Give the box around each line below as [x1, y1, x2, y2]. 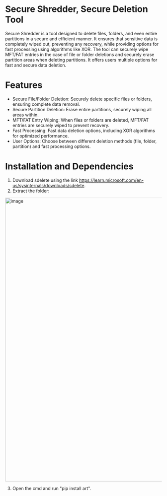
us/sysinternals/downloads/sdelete [12, 182, 84, 188]
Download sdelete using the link [12, 177, 78, 183]
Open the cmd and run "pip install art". [12, 485, 91, 491]
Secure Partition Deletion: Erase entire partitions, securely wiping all [12, 106, 152, 112]
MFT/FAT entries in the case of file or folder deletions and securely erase [5, 51, 155, 58]
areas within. [12, 112, 39, 118]
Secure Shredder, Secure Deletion [5, 3, 148, 15]
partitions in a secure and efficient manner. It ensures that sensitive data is [5, 36, 158, 42]
